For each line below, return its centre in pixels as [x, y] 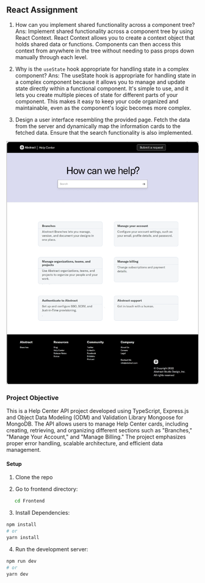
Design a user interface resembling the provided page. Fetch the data [103, 120]
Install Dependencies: [42, 513]
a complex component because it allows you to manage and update [100, 82]
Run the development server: [52, 549]
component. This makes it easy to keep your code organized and [97, 101]
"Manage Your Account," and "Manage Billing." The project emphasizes [96, 437]
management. [24, 450]
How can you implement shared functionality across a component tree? [105, 24]
